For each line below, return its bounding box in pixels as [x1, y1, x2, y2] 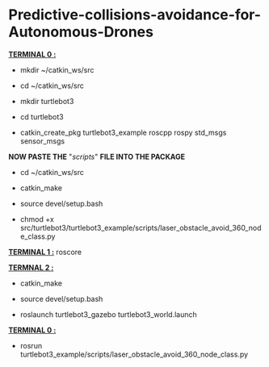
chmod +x [19, 214, 54, 223]
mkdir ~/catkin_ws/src [19, 65, 95, 74]
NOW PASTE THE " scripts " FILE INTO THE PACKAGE [8, 152, 186, 161]
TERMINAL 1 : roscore [8, 247, 82, 256]
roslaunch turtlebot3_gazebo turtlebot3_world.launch [19, 309, 197, 319]
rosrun [19, 340, 43, 350]
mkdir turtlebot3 [19, 96, 74, 106]
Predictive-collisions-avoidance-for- [8, 6, 261, 24]
